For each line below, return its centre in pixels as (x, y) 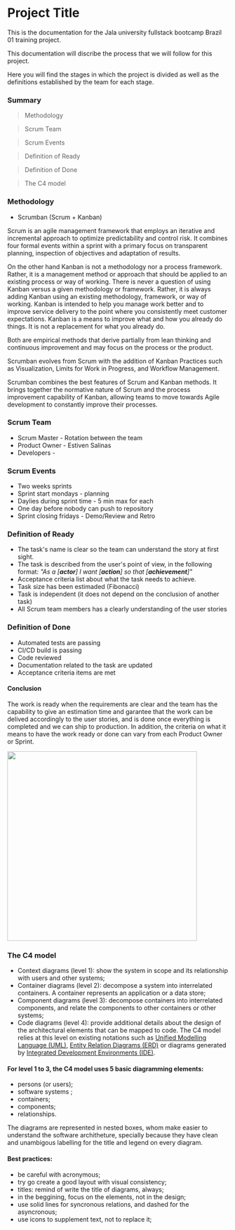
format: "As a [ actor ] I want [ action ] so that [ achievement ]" (105, 572)
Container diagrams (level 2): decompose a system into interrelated (115, 986)
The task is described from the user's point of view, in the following (115, 564)
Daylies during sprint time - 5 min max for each (86, 501)
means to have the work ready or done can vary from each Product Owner (115, 734)
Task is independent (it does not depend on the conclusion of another (118, 594)
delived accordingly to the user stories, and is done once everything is (109, 719)
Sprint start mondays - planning (63, 494)
